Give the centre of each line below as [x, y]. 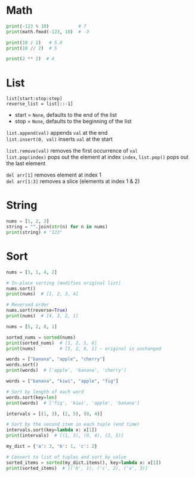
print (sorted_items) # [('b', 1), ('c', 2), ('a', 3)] [77, 468]
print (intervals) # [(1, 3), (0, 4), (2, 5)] [65, 436]
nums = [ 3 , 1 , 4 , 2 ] [32, 272]
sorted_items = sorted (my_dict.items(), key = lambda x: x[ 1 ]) [84, 463]
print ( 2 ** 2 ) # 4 [30, 59]
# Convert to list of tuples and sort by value [66, 457]
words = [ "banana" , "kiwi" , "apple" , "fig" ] [62, 381]
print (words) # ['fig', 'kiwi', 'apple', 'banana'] [73, 403]
